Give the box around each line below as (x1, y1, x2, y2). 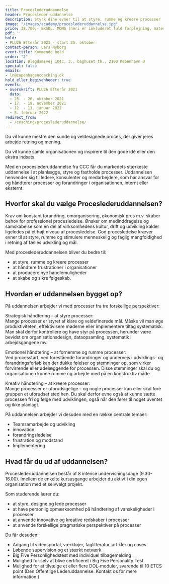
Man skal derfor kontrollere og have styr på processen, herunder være (5, 329, 151, 335)
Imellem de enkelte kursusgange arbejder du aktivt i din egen (20, 476, 147, 482)
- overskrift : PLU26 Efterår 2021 (5, 87, 78, 92)
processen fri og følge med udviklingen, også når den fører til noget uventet (5, 396, 162, 402)
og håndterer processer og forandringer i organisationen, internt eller (5, 180, 148, 186)
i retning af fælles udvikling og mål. (5, 239, 78, 245)
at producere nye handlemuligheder (12, 270, 87, 276)
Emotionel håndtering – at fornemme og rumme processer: (5, 349, 127, 355)
